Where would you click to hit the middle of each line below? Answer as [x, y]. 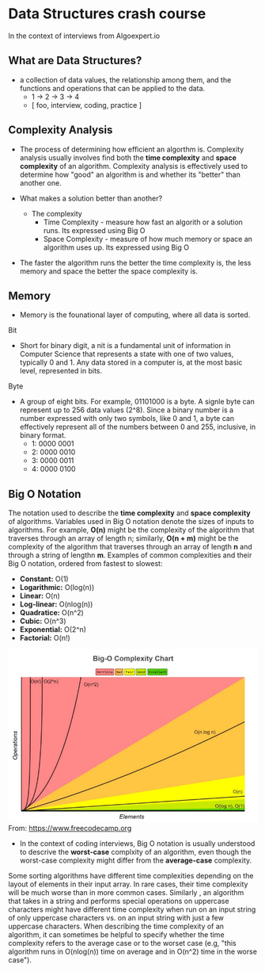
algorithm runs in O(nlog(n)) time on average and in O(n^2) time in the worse [132, 951]
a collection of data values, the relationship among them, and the [125, 79]
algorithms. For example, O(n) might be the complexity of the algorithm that [131, 530]
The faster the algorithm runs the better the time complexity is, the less [135, 262]
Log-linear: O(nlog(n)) [56, 604]
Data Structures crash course [107, 14]
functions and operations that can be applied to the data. [112, 88]
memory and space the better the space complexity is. [108, 271]
